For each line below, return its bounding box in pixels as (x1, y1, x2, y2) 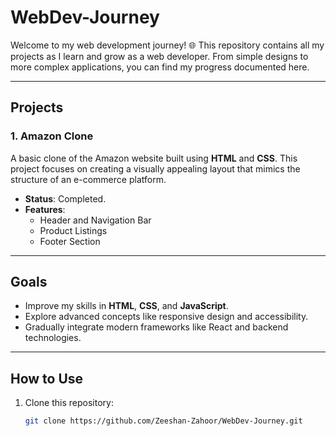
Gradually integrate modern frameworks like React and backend (24, 321, 289, 333)
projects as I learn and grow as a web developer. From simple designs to (10, 50, 309, 62)
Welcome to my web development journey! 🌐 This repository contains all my (10, 39, 325, 51)
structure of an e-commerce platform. (10, 173, 167, 185)
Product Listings (39, 224, 108, 236)
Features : (24, 203, 66, 215)
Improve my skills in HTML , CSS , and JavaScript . (24, 300, 229, 312)
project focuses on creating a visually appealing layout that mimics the (10, 162, 301, 175)
